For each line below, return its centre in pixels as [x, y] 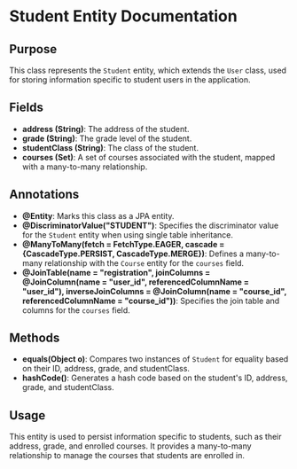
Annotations [44, 195]
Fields [27, 108]
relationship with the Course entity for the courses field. [144, 262]
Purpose [33, 49]
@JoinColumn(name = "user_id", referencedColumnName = [136, 282]
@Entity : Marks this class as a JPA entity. [98, 215]
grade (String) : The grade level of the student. [107, 138]
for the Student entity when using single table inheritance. [127, 234]
